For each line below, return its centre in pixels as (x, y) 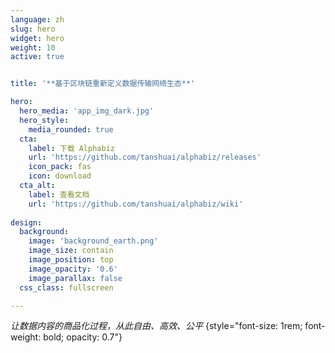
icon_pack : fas (60, 167)
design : (26, 222)
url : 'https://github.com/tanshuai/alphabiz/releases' (145, 157)
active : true (37, 57)
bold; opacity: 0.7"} (83, 337)
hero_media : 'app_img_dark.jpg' (87, 111)
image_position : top (71, 260)
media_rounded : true (71, 129)
